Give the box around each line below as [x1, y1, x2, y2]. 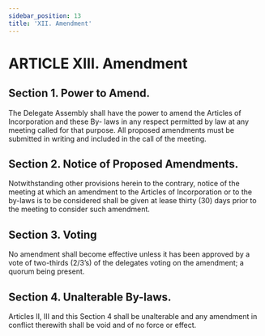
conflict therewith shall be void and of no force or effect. [8, 320, 197, 330]
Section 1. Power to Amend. [8, 87, 150, 100]
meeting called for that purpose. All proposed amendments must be [8, 125, 235, 134]
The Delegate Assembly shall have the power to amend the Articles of [8, 108, 241, 117]
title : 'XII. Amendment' [8, 19, 92, 28]
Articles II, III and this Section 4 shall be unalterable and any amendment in [8, 311, 258, 321]
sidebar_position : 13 [8, 11, 82, 20]
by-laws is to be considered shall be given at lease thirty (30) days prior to [8, 196, 257, 206]
